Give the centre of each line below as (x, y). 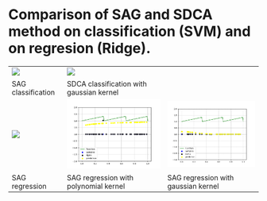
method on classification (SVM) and (130, 31)
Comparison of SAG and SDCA (110, 15)
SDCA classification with (107, 83)
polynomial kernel (96, 186)
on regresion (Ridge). (79, 48)
